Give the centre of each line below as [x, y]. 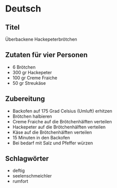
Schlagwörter [27, 159]
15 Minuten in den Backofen [41, 137]
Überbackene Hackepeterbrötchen [41, 39]
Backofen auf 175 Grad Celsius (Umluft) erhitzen [62, 111]
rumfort [20, 181]
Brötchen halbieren [32, 116]
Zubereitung [25, 99]
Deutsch [23, 9]
